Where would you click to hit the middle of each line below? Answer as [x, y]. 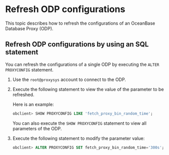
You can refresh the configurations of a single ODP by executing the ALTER [82, 64]
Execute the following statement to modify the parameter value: [78, 138]
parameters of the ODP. [37, 128]
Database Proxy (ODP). [30, 28]
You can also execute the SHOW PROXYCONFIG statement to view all [79, 123]
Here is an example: [33, 104]
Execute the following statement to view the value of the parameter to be [88, 89]
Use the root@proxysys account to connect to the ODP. [69, 80]
